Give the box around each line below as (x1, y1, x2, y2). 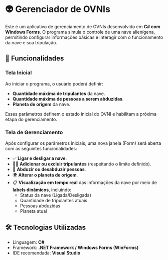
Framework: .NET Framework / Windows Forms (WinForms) (12, 244, 139, 250)
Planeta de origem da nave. (12, 101, 71, 107)
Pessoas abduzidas (20, 203, 61, 209)
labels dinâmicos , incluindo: (12, 187, 72, 193)
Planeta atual (20, 208, 47, 214)
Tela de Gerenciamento (5, 129, 63, 136)
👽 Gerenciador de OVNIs (5, 4, 110, 15)
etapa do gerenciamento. (5, 116, 58, 122)
